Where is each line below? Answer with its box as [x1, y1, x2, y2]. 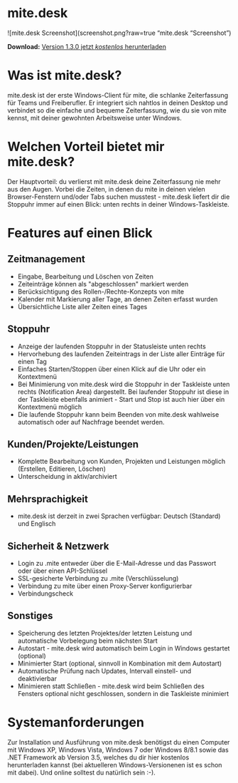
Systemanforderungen [7, 715, 144, 731]
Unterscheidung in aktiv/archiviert [17, 472, 117, 481]
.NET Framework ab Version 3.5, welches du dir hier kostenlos [7, 753, 190, 762]
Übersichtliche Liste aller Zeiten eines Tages [17, 302, 148, 311]
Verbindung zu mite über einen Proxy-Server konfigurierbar [17, 582, 193, 591]
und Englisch [17, 519, 56, 528]
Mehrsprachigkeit [7, 493, 89, 505]
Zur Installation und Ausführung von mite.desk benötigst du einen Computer [7, 737, 230, 746]
